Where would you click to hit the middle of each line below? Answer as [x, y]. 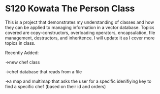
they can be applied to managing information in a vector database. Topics [80, 27]
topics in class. [20, 43]
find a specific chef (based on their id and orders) [56, 86]
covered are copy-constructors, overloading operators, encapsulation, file [80, 32]
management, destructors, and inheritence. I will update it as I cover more [80, 38]
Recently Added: [22, 53]
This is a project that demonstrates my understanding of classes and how [80, 22]
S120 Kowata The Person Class [70, 9]
